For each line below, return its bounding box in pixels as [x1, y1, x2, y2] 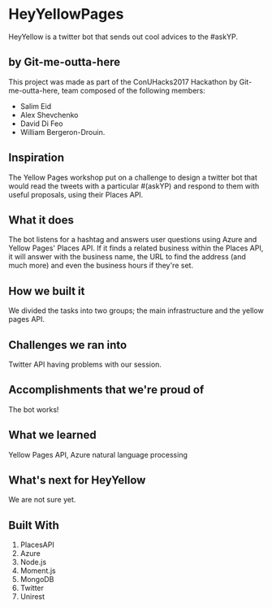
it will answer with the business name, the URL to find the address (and [8, 252, 246, 262]
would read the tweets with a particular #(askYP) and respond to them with [8, 180, 260, 191]
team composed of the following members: [61, 85, 205, 95]
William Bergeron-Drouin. [19, 127, 106, 137]
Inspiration [8, 151, 65, 165]
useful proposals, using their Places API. [8, 189, 144, 199]
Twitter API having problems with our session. [8, 359, 162, 369]
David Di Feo [19, 119, 63, 128]
